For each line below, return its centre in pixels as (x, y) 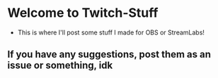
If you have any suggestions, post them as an (109, 54)
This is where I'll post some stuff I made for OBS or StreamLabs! (111, 32)
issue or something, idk (60, 66)
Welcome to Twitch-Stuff (83, 13)
